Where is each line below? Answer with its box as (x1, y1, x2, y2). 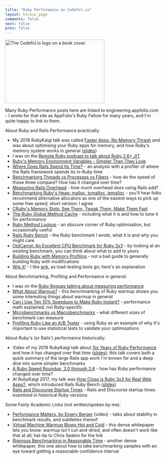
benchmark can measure (12, 315, 63, 321)
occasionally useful (12, 227, 52, 233)
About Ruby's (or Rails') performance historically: (5, 335, 106, 341)
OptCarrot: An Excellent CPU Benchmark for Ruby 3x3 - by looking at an (12, 243, 160, 249)
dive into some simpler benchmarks (12, 361, 86, 367)
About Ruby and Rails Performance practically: (5, 128, 101, 134)
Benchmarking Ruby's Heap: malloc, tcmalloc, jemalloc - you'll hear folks (12, 190, 162, 196)
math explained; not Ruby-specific (12, 304, 83, 310)
